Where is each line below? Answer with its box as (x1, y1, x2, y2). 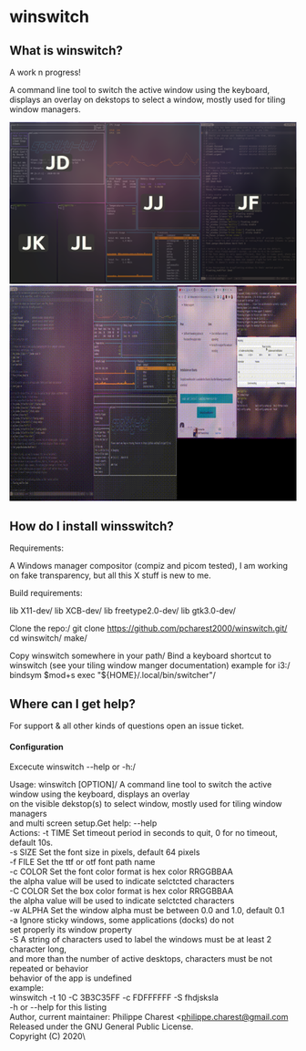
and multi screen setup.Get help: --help (9, 818, 158, 829)
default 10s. (9, 837, 53, 849)
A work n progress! (9, 67, 82, 77)
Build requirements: (9, 588, 83, 599)
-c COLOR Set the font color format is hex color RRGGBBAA (9, 866, 234, 877)
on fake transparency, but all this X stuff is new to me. (9, 570, 211, 581)
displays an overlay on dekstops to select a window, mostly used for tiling (9, 94, 286, 105)
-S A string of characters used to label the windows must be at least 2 (9, 934, 272, 945)
